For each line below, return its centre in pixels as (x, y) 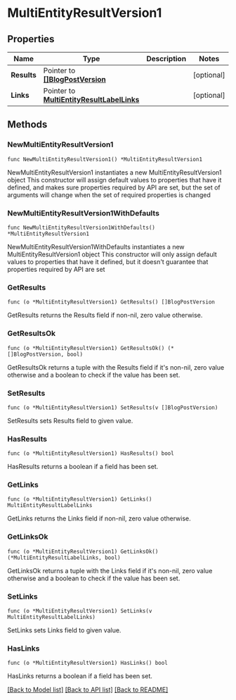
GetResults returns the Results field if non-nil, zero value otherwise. (105, 315)
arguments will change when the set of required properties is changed (109, 194)
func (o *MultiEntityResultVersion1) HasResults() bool (91, 454)
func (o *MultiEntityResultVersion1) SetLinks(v (80, 611)
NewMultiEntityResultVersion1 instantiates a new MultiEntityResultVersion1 (114, 172)
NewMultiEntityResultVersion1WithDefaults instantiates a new (96, 246)
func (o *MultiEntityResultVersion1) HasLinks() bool (88, 663)
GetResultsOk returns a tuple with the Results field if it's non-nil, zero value (116, 367)
